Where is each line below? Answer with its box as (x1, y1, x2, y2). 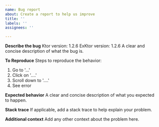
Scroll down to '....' (12, 78, 50, 84)
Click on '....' (12, 72, 37, 78)
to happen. (5, 97, 27, 103)
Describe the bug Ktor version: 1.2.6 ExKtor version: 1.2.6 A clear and (5, 43, 145, 49)
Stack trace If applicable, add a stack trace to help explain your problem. (5, 107, 153, 113)
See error (12, 83, 32, 88)
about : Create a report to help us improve (5, 12, 95, 17)
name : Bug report (5, 7, 41, 12)
